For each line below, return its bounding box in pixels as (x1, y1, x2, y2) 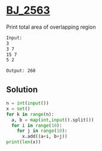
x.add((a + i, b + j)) (21, 134, 68, 140)
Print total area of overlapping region (6, 23, 96, 30)
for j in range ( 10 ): (17, 128, 68, 134)
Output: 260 (6, 68, 36, 74)
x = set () (6, 106, 31, 112)
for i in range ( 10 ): (11, 122, 62, 128)
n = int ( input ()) (6, 100, 49, 106)
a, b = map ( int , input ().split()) (11, 117, 94, 123)
